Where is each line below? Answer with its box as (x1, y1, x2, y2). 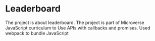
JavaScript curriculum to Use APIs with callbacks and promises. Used (5, 24, 150, 30)
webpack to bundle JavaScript (5, 30, 69, 36)
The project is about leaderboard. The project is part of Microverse (5, 19, 145, 25)
